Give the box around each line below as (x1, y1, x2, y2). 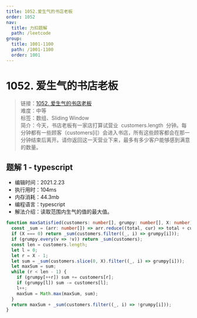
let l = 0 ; (11, 247, 38, 253)
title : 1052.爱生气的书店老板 (6, 8, 73, 15)
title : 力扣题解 (11, 25, 48, 31)
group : (6, 36, 22, 42)
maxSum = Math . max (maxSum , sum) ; (16, 290, 98, 296)
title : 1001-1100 (11, 42, 54, 47)
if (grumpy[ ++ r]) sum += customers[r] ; (16, 275, 114, 281)
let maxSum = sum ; (11, 264, 57, 269)
